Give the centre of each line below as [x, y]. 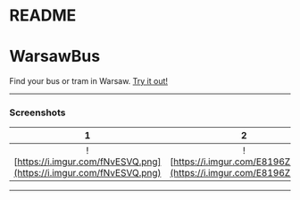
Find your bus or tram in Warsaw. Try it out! [88, 81]
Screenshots [37, 112]
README [43, 16]
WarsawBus [55, 57]
